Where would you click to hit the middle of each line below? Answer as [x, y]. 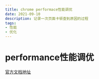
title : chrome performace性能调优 [39, 9]
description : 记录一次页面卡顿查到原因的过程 [47, 18]
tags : [11, 23]
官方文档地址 [18, 72]
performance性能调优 [49, 57]
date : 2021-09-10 [23, 14]
